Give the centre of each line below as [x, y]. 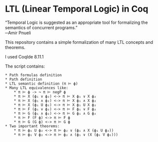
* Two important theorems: [32, 126]
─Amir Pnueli [18, 33]
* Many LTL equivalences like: [37, 88]
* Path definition [24, 79]
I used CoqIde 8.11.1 [24, 56]
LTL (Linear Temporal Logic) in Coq [77, 9]
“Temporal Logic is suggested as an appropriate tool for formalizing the [77, 22]
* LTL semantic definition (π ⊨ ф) [42, 84]
